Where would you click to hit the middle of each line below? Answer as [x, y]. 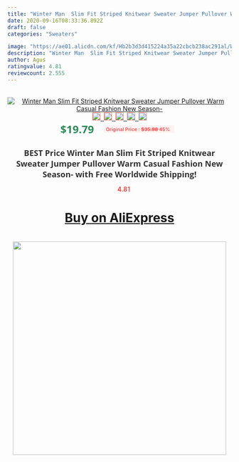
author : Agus [27, 60]
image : [17, 47]
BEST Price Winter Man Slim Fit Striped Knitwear [119, 153]
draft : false [27, 27]
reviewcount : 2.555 [36, 73]
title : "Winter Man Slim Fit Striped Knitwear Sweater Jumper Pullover [117, 14]
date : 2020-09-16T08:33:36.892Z [55, 21]
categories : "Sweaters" [43, 34]
